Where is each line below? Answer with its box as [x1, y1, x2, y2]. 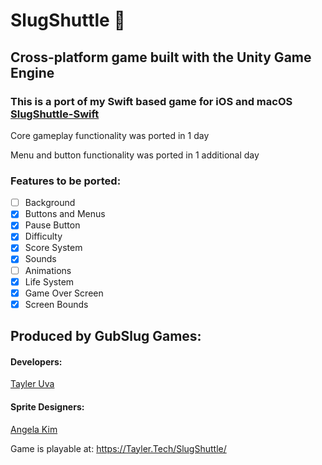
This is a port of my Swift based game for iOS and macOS [10, 94, 293, 108]
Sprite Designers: [10, 400, 85, 413]
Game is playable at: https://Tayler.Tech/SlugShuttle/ [10, 442, 227, 454]
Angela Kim [10, 423, 58, 435]
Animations [24, 264, 72, 276]
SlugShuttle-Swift [10, 107, 100, 121]
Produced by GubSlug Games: [10, 328, 202, 345]
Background [24, 197, 76, 209]
